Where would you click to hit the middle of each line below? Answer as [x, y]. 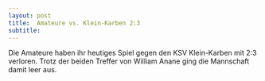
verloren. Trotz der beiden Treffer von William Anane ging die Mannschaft [129, 61]
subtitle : [25, 30]
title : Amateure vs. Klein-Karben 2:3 [74, 23]
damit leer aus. [33, 70]
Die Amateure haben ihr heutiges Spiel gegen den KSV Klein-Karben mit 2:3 [132, 53]
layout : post [30, 15]
